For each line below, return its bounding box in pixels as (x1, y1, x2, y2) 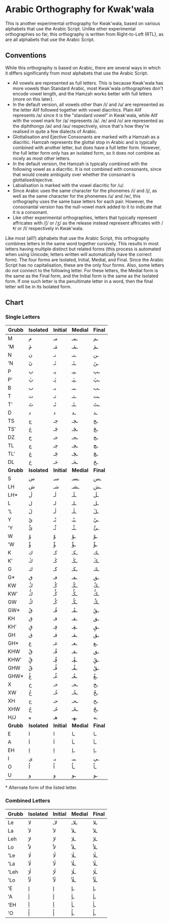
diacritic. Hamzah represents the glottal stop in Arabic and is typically (12, 139, 157, 145)
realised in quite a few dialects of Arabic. (12, 128, 97, 134)
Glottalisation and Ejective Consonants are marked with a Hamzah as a (12, 133, 160, 140)
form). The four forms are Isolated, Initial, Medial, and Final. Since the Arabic (5, 256, 164, 263)
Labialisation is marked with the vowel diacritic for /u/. (12, 182, 125, 188)
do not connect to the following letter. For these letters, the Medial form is (5, 267, 158, 273)
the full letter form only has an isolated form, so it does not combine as (12, 150, 160, 156)
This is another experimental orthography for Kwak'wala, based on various (5, 20, 160, 26)
